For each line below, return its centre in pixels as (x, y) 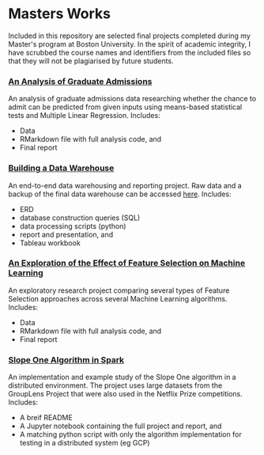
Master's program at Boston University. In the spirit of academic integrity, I (130, 44)
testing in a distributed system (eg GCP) (85, 443)
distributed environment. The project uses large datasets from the (115, 385)
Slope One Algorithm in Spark (66, 359)
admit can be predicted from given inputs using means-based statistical (125, 107)
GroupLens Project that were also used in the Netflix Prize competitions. (125, 394)
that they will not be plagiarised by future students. (91, 61)
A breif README (46, 418)
